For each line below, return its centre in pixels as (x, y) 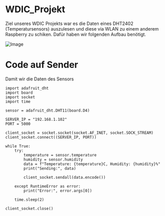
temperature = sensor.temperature (60, 155)
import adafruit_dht (27, 88)
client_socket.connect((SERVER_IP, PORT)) (51, 137)
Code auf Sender (42, 65)
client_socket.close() (29, 208)
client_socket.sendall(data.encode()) (65, 177)
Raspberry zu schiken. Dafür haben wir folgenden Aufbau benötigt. (76, 34)
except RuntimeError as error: (48, 186)
